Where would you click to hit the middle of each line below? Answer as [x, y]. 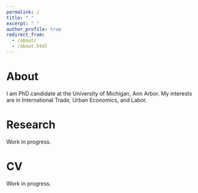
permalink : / [23, 12]
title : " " [20, 18]
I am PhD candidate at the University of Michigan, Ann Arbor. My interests [99, 93]
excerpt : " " [23, 23]
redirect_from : [26, 35]
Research [31, 125]
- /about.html [30, 47]
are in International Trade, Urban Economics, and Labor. [77, 100]
